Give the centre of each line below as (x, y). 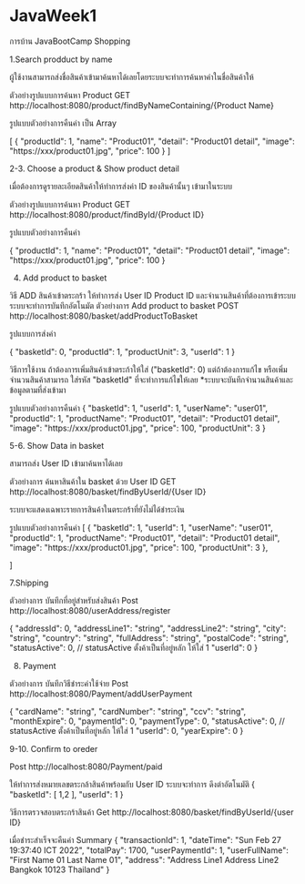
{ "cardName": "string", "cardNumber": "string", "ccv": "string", (128, 711)
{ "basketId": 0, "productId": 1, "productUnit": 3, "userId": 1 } (122, 351)
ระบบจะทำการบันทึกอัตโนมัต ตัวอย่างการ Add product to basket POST (124, 305)
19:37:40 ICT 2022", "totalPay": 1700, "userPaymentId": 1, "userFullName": (149, 850)
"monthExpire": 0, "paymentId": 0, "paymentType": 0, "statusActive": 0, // (147, 721)
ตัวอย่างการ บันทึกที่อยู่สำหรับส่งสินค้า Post (74, 600)
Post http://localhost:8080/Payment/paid (86, 767)
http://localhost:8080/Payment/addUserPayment (101, 694)
